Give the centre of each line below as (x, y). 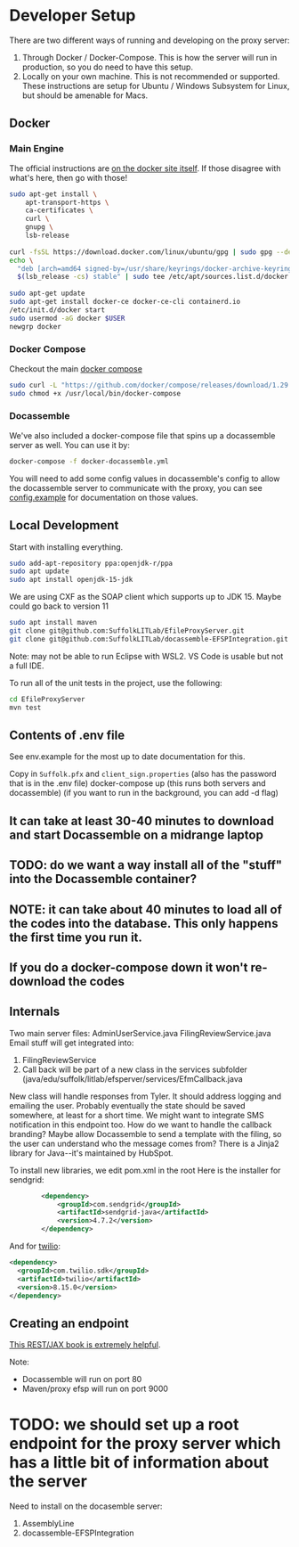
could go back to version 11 (59, 606)
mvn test (25, 708)
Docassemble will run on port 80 (82, 1379)
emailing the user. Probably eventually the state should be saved (128, 1105)
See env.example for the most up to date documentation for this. (127, 757)
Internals (35, 1012)
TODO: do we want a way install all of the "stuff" (146, 865)
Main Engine (37, 149)
